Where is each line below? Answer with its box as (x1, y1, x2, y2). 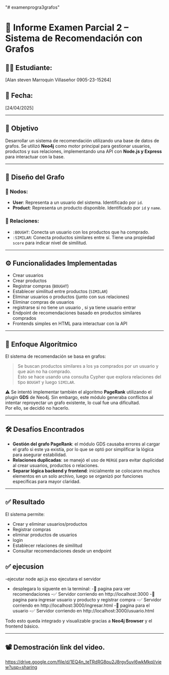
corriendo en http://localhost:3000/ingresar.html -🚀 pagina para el (12, 602, 150, 608)
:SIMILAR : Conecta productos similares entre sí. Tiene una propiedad (12, 234, 155, 240)
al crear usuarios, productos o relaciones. (12, 463, 99, 469)
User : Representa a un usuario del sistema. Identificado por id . (12, 199, 143, 206)
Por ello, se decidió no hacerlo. (5, 405, 69, 411)
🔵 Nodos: (5, 188, 29, 195)
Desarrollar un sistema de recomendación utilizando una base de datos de (5, 137, 159, 143)
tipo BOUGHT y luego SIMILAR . (17, 379, 75, 385)
